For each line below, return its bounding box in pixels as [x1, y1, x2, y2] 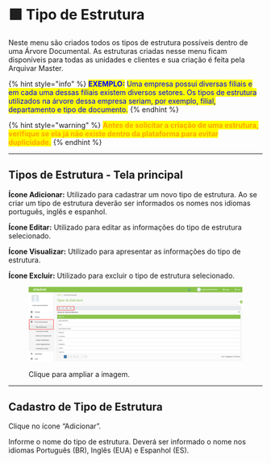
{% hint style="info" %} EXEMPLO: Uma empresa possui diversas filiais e [8, 79, 252, 89]
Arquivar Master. [8, 63, 64, 72]
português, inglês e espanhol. [8, 206, 107, 217]
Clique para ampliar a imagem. [28, 369, 131, 378]
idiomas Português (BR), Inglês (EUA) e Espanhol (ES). [8, 445, 190, 455]
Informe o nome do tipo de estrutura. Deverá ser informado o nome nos [8, 437, 246, 447]
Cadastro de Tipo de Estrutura [8, 399, 163, 414]
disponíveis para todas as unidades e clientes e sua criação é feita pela [8, 55, 245, 64]
